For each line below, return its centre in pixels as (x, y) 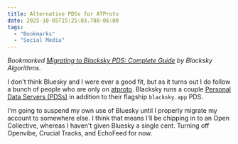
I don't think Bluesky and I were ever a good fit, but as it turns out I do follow (119, 82)
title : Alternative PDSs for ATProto (63, 14)
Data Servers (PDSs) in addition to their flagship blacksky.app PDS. (106, 97)
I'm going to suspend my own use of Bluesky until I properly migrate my (113, 111)
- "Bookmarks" (34, 34)
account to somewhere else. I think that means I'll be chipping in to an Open (118, 118)
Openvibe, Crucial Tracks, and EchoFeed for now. (80, 133)
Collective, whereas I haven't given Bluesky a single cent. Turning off (108, 126)
